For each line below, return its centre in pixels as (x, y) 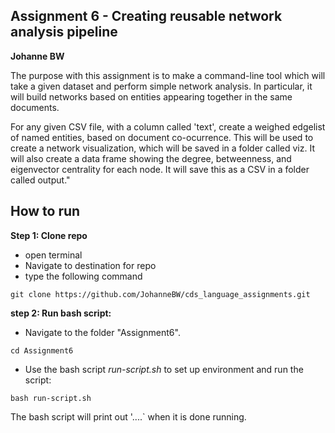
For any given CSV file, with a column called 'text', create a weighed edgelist (168, 126)
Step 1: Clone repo (49, 235)
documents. (35, 107)
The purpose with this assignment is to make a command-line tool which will (168, 75)
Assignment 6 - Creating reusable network (146, 16)
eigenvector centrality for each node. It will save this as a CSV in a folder (160, 169)
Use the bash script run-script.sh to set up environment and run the (164, 369)
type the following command (83, 276)
